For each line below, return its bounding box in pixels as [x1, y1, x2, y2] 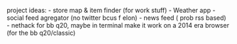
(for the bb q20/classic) [6, 28, 76, 37]
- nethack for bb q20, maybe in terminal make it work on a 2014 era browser [6, 21, 230, 29]
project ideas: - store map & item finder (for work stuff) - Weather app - [6, 6, 216, 14]
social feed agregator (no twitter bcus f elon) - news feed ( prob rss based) [6, 13, 226, 22]
